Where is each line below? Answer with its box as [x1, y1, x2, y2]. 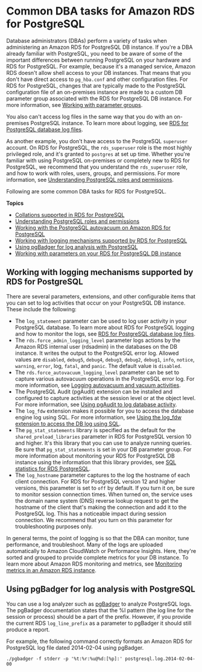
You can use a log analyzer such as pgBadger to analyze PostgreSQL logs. [6, 600, 192, 607]
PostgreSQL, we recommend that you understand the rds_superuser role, [6, 163, 188, 170]
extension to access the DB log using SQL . [14, 420, 121, 427]
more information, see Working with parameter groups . [6, 101, 143, 108]
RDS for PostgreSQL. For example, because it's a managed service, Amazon [6, 62, 196, 70]
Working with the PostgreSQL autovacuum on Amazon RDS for [14, 224, 171, 231]
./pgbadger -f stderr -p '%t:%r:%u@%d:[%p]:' [6, 656, 122, 662]
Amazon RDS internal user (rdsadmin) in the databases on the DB [14, 343, 178, 350]
